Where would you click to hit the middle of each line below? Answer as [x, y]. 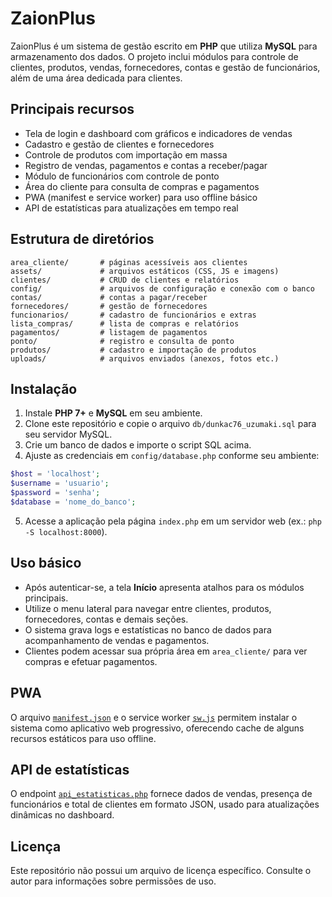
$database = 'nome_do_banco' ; [73, 502]
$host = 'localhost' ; [55, 474]
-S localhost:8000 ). [66, 531]
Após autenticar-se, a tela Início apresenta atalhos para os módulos [164, 587]
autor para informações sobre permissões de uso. [113, 881]
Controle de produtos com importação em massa [126, 154]
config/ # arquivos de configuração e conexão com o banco [162, 288]
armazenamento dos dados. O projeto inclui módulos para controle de [154, 56]
